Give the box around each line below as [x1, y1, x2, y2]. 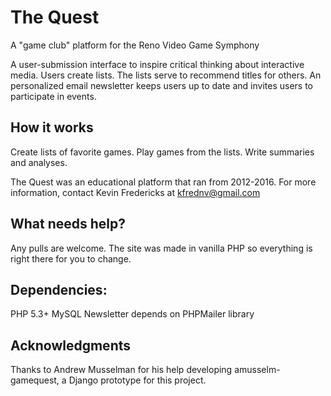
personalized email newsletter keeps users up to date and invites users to [10, 79, 313, 91]
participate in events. [10, 90, 97, 102]
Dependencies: [10, 281, 108, 298]
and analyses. [10, 156, 68, 168]
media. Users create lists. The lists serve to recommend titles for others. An [10, 69, 322, 81]
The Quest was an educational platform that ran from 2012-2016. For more [10, 176, 317, 188]
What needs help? [10, 216, 127, 233]
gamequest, [10, 374, 60, 386]
